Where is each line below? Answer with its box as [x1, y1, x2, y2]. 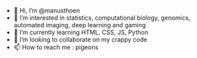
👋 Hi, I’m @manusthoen [13, 7, 80, 14]
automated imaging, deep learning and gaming [13, 21, 146, 29]
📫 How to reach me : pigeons [13, 43, 99, 51]
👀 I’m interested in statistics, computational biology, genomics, [13, 14, 191, 22]
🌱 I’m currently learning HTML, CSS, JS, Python [13, 28, 149, 36]
